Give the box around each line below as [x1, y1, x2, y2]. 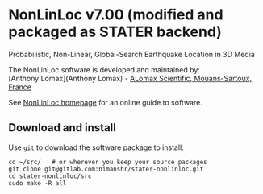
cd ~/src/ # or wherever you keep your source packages [8, 158, 207, 166]
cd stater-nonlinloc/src [8, 171, 92, 180]
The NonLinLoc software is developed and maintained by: [8, 64, 200, 74]
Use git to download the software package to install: [8, 142, 184, 152]
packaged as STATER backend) [8, 23, 222, 41]
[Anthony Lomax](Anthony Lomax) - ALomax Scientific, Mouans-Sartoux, [8, 73, 253, 83]
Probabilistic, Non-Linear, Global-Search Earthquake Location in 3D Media [8, 49, 256, 59]
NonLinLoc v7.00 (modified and [8, 6, 223, 24]
